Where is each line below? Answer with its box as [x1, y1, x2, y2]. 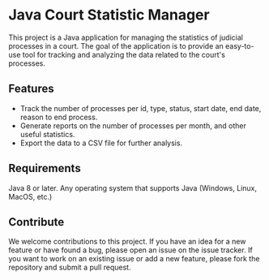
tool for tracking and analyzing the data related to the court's [22, 50, 225, 59]
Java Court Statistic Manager [8, 6, 210, 24]
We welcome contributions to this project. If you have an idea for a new [8, 237, 246, 247]
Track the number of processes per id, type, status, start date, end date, [19, 103, 262, 113]
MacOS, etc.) [8, 192, 53, 201]
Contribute [8, 215, 65, 229]
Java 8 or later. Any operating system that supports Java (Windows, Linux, [8, 183, 258, 192]
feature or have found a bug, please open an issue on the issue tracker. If [8, 245, 253, 255]
